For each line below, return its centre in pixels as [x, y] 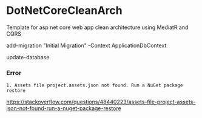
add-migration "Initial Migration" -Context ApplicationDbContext [86, 45]
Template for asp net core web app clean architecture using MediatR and [97, 27]
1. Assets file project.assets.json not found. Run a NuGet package [95, 85]
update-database [28, 57]
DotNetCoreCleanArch [64, 11]
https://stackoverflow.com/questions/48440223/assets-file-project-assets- [101, 102]
